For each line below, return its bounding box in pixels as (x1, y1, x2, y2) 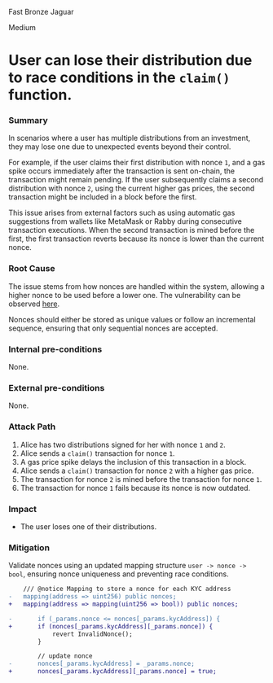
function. (8, 85, 73, 104)
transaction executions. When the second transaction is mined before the (8, 225, 255, 235)
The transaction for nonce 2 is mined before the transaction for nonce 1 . (20, 474, 262, 484)
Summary (8, 115, 49, 126)
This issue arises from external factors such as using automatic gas (8, 208, 236, 218)
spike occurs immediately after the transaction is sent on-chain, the (8, 166, 235, 176)
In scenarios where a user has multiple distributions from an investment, (8, 134, 251, 143)
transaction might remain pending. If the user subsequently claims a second (8, 175, 264, 185)
